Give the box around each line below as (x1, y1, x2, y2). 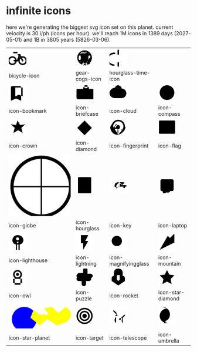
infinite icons (6, 4, 72, 18)
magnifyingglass (109, 260, 150, 267)
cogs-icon (75, 75, 101, 82)
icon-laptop (158, 222, 188, 229)
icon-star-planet (8, 334, 50, 341)
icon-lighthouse (8, 257, 48, 264)
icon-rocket (109, 292, 139, 299)
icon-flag (158, 142, 182, 149)
